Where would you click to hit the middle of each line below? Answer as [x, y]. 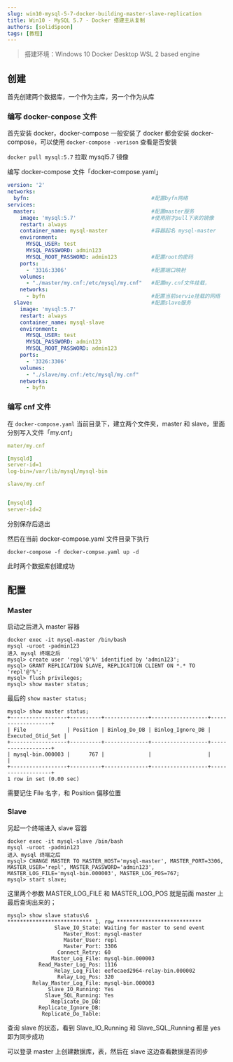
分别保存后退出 [29, 523]
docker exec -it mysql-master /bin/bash [67, 640]
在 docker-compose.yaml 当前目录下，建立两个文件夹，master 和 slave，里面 [116, 424]
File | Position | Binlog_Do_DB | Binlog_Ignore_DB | [112, 730]
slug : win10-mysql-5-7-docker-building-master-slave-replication [104, 14]
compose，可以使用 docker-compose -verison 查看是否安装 [92, 142]
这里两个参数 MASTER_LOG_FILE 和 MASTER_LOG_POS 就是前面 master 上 [115, 893]
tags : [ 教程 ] [25, 33]
